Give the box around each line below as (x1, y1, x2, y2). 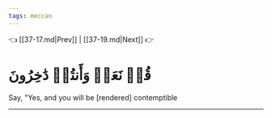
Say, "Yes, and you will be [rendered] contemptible (8, 92, 178, 102)
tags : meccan (8, 11, 53, 20)
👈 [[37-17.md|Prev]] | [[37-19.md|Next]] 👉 (8, 34, 155, 44)
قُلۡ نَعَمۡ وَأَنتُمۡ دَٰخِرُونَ (8, 65, 151, 84)
